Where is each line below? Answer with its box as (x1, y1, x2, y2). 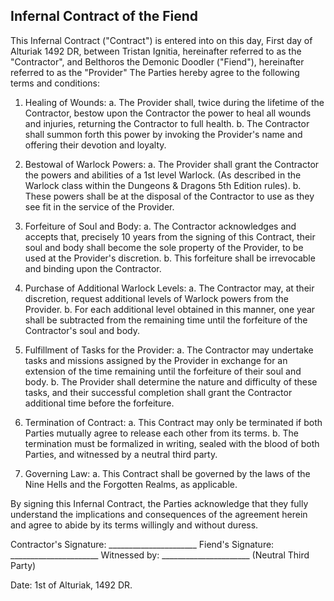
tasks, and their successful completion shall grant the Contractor (24, 386, 293, 398)
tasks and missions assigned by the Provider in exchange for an (24, 354, 288, 366)
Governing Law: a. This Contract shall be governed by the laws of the (24, 467, 311, 479)
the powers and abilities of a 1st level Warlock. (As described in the (24, 169, 302, 181)
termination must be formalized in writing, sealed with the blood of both (24, 437, 320, 449)
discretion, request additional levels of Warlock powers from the (24, 292, 289, 304)
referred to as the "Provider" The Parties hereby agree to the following (10, 66, 300, 78)
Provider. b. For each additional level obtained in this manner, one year (24, 303, 316, 315)
